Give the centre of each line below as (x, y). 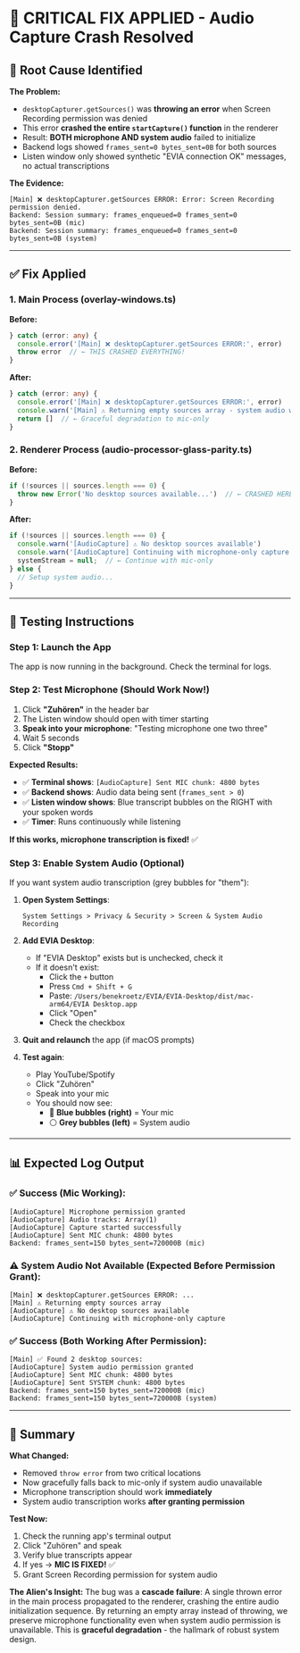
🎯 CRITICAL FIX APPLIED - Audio (132, 18)
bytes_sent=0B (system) (54, 238)
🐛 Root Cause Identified (76, 70)
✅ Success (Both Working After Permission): (108, 1340)
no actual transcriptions (66, 166)
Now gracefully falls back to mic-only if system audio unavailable (142, 1482)
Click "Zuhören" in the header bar (86, 709)
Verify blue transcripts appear (77, 1555)
